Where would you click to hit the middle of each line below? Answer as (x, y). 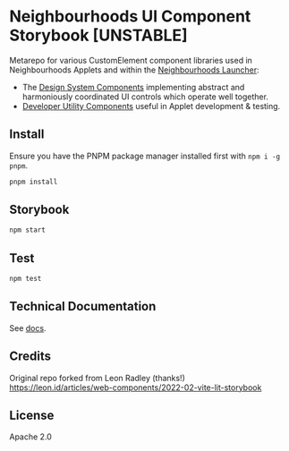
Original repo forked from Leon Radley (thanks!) (98, 378)
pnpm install (34, 182)
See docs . (28, 328)
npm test (25, 279)
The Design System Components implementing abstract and (133, 87)
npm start (28, 230)
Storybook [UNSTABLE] (98, 35)
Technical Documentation (83, 306)
